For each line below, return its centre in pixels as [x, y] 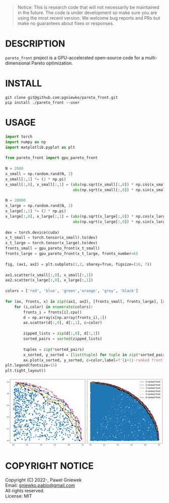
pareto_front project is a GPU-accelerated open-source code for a [75, 58]
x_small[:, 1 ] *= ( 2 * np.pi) [36, 179]
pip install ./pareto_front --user [43, 102]
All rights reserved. [25, 490]
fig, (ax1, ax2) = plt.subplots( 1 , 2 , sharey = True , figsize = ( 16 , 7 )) [78, 264]
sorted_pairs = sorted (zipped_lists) [63, 339]
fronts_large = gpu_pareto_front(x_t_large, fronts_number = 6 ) [72, 254]
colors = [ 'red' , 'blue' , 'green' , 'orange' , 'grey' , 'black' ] [72, 291]
